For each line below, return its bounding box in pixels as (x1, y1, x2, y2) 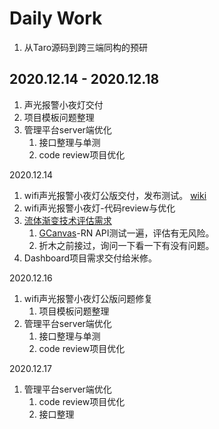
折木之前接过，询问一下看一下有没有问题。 (38, 239, 215, 251)
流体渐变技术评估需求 (23, 214, 112, 226)
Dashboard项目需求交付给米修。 (23, 252, 158, 264)
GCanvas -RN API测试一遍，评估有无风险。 (38, 227, 215, 239)
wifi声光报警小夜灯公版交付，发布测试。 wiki (23, 189, 207, 201)
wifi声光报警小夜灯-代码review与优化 (23, 202, 176, 214)
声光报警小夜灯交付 (23, 98, 104, 111)
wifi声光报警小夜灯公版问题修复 (23, 292, 154, 304)
